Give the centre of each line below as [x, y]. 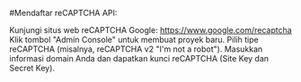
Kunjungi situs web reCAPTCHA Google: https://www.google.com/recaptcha [150, 30]
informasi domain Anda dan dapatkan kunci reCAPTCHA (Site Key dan [139, 58]
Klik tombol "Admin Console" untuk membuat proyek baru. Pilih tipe [134, 40]
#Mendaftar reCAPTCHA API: [63, 13]
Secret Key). [32, 68]
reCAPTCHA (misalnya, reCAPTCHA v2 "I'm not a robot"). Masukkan [136, 49]
